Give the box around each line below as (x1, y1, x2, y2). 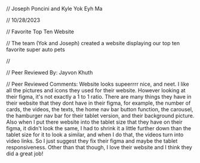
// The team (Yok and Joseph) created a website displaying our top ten (6, 40, 180, 46)
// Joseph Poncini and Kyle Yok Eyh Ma (6, 5, 103, 12)
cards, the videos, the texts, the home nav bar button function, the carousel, (6, 106, 193, 112)
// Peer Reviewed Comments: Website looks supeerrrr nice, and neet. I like (6, 80, 189, 87)
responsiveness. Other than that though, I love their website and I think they (6, 144, 192, 151)
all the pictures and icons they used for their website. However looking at (6, 87, 186, 94)
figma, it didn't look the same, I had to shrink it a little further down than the (6, 125, 192, 131)
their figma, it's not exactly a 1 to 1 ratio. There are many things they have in (6, 93, 192, 100)
